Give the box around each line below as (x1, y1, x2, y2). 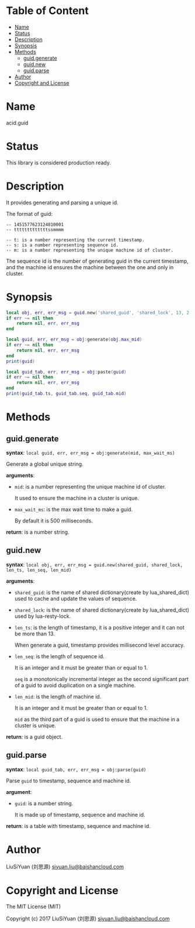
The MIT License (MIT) (6, 903, 61, 910)
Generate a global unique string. (6, 460, 83, 468)
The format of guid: (6, 210, 53, 217)
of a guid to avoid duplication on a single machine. (14, 682, 136, 689)
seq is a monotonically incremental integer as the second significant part (14, 675, 189, 682)
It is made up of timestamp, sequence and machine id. (14, 811, 145, 818)
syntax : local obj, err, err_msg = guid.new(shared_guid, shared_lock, (6, 561, 183, 568)
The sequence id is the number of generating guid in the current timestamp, (6, 257, 189, 264)
